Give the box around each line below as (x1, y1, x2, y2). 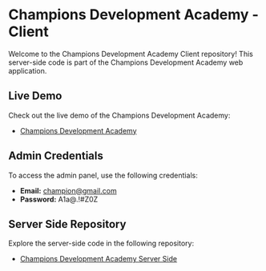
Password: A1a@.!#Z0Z (19, 194, 99, 204)
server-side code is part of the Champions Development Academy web (8, 58, 244, 67)
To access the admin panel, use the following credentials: (8, 170, 198, 180)
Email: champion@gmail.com (19, 185, 118, 195)
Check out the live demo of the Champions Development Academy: (8, 110, 231, 120)
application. (8, 66, 47, 75)
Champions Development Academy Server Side (19, 254, 178, 264)
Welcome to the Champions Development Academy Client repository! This (8, 49, 254, 58)
